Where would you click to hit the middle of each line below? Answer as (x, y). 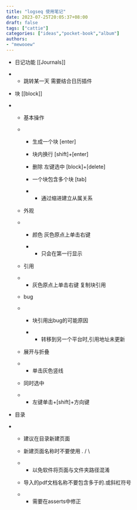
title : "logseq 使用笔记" (36, 12)
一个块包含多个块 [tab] (59, 179)
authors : (17, 39)
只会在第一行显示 (62, 253)
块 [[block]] (29, 93)
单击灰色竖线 (48, 371)
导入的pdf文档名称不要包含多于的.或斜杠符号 (77, 482)
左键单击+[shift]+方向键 (61, 402)
